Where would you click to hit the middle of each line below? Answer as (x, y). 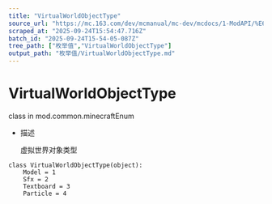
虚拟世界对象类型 (49, 150)
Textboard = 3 (47, 186)
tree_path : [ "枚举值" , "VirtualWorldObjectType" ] (90, 46)
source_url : (28, 23)
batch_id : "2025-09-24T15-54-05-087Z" (74, 38)
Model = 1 (40, 172)
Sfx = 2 (36, 179)
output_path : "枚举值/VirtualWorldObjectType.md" (92, 53)
